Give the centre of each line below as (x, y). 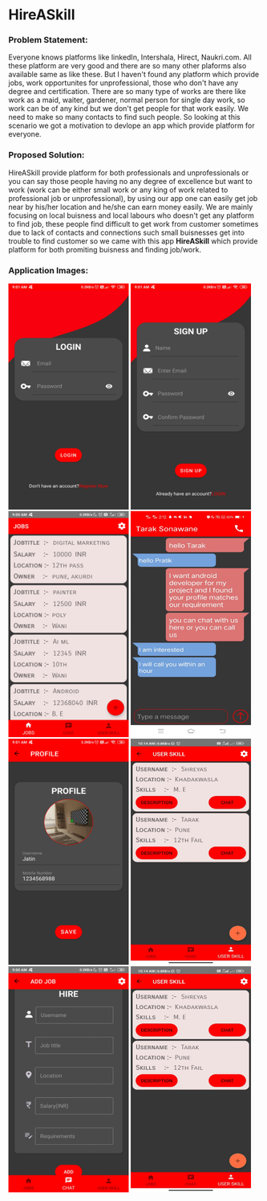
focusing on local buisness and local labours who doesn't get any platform (131, 215)
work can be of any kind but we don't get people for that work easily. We (128, 109)
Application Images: (49, 270)
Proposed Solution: (47, 155)
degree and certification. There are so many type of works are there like (127, 92)
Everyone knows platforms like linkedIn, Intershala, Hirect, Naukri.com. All (130, 57)
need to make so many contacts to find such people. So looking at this (124, 117)
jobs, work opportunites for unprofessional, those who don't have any (123, 83)
